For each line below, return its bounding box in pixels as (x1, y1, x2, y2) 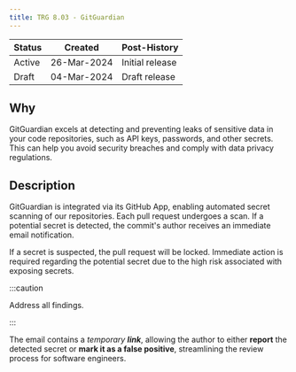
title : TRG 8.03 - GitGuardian (9, 12, 125, 22)
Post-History (121, 41, 179, 53)
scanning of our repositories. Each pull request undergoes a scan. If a (9, 211, 264, 221)
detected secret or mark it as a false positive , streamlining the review (9, 344, 264, 354)
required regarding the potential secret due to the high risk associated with (9, 256, 282, 267)
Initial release (121, 56, 177, 68)
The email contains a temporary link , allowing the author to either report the (9, 334, 288, 345)
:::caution (9, 283, 44, 293)
